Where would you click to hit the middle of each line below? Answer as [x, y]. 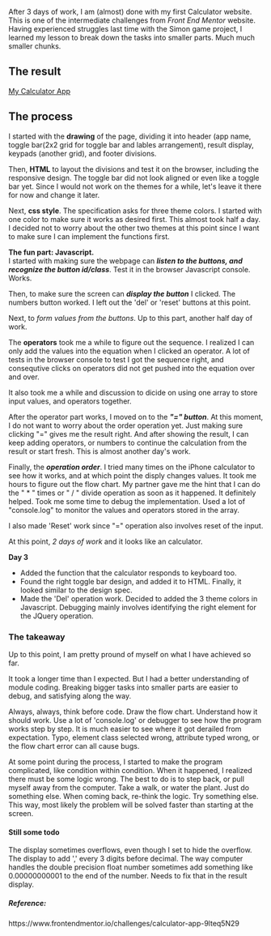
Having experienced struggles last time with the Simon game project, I [125, 29]
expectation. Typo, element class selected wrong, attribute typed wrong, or [134, 737]
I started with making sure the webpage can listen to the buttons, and [125, 261]
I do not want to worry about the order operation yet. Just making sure [126, 425]
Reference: [28, 903]
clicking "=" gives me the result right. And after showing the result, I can [129, 434]
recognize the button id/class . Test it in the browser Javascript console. [129, 269]
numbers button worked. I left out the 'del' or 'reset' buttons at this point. [129, 302]
